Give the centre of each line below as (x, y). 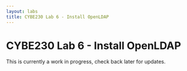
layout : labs (22, 11)
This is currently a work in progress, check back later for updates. (86, 62)
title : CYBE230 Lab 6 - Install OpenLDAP (58, 17)
